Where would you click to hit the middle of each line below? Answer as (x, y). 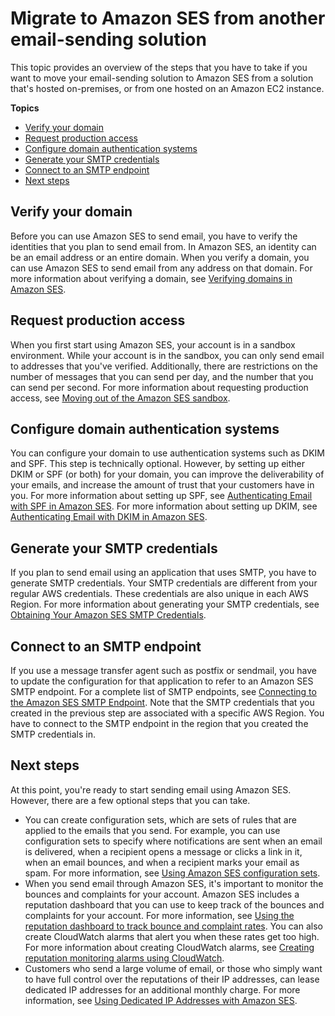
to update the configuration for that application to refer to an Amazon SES (162, 681)
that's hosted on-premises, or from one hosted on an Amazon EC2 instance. (167, 88)
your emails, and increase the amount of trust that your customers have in (162, 485)
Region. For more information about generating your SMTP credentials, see (165, 604)
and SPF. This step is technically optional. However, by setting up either (158, 464)
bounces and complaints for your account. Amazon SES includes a (162, 894)
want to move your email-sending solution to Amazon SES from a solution (162, 78)
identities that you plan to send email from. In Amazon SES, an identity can (163, 246)
